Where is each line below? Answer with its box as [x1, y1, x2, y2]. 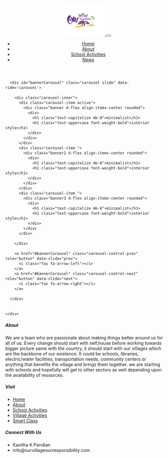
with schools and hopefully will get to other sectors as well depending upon [5, 367, 162, 373]
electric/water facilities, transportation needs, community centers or [5, 356, 147, 362]
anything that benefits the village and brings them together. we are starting [5, 361, 160, 368]
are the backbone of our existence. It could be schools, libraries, [5, 350, 139, 356]
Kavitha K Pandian [12, 441, 51, 448]
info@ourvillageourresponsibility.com [12, 447, 91, 453]
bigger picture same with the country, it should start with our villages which [5, 345, 161, 351]
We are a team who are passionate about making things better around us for [5, 334, 163, 340]
